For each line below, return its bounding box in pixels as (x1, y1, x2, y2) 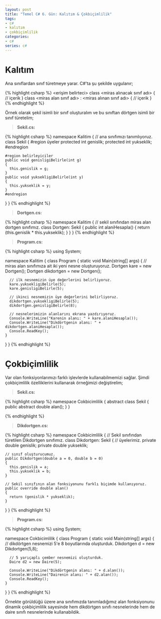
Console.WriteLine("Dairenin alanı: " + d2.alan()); (9, 572, 119, 577)
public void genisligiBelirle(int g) (5, 158, 82, 163)
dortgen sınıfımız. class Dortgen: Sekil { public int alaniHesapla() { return (5, 224, 150, 230)
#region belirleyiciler (5, 153, 54, 158)
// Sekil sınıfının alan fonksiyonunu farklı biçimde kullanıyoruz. (5, 481, 147, 487)
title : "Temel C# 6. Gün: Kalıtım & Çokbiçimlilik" (5, 12, 112, 17)
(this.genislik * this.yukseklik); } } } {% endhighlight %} (5, 229, 115, 235)
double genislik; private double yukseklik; (5, 442, 89, 448)
